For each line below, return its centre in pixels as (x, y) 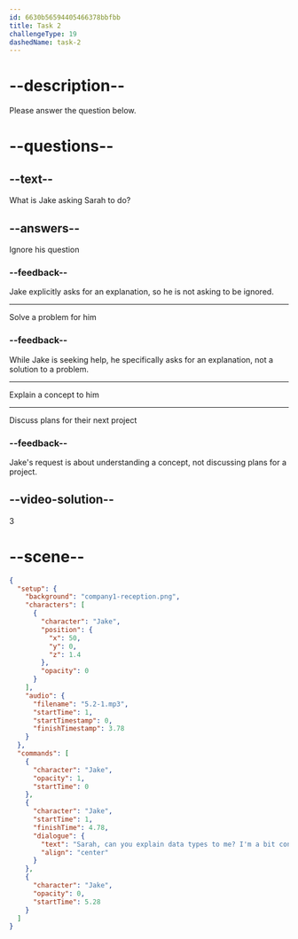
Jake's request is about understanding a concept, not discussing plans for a (148, 462)
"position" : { (67, 630)
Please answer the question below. (73, 111)
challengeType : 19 (43, 34)
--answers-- (44, 228)
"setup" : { (37, 589)
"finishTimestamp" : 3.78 (78, 729)
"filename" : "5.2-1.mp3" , (80, 704)
